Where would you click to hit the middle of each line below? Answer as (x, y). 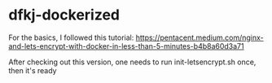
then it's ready (33, 70)
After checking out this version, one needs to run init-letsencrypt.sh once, (132, 62)
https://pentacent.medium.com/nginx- (200, 37)
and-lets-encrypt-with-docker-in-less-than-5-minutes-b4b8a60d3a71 (126, 46)
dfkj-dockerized (64, 15)
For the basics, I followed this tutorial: (71, 37)
